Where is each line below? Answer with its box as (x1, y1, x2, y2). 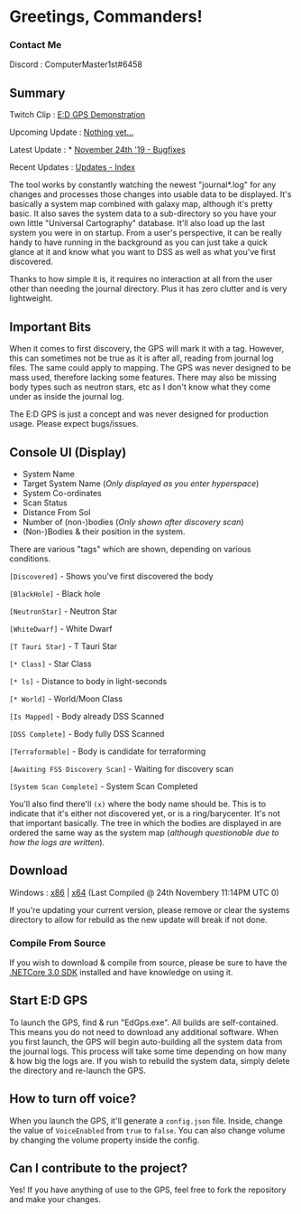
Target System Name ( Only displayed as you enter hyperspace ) (22, 477, 260, 489)
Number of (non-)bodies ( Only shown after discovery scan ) (22, 516, 245, 527)
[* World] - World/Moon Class (9, 693, 123, 704)
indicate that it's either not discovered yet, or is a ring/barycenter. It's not (9, 807, 281, 819)
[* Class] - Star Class (9, 658, 92, 669)
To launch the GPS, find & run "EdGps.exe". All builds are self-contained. (9, 1017, 278, 1028)
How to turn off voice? (9, 1091, 137, 1106)
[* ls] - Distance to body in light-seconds (9, 675, 168, 686)
